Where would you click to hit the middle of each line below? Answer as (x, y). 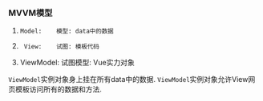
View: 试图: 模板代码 (62, 47)
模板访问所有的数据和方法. (59, 89)
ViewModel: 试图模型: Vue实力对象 (77, 63)
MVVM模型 (30, 13)
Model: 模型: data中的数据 (67, 31)
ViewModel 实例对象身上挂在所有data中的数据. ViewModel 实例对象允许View (128, 80)
